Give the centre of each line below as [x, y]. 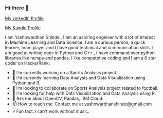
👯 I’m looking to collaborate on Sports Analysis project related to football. [85, 88]
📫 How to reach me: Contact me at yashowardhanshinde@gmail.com [82, 104]
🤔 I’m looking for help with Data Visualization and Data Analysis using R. [84, 93]
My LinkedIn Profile [24, 19]
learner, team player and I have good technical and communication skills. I [79, 48]
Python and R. [26, 83]
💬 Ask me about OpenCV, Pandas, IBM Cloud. [58, 98]
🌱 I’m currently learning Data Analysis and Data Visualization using [79, 78]
